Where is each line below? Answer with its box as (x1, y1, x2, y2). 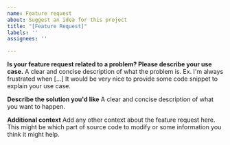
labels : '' (7, 29, 38, 36)
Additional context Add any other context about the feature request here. (7, 116, 216, 124)
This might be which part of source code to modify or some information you (7, 123, 222, 131)
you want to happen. (7, 103, 65, 111)
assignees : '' (7, 36, 48, 42)
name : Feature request (7, 10, 72, 17)
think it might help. (7, 131, 60, 139)
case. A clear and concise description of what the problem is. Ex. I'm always (7, 68, 224, 76)
